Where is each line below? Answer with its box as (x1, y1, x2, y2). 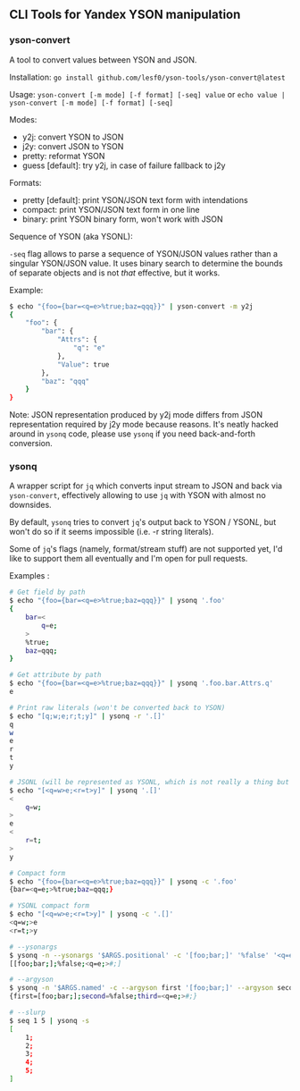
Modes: (9, 114, 37, 124)
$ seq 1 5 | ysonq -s (9, 1016, 90, 1025)
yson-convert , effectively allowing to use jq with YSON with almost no (9, 490, 266, 501)
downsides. (9, 500, 52, 511)
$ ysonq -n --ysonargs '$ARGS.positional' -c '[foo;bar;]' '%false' (9, 951, 270, 960)
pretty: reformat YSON (21, 150, 105, 161)
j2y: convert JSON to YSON (21, 140, 124, 151)
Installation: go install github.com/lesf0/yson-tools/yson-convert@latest (9, 72, 286, 82)
